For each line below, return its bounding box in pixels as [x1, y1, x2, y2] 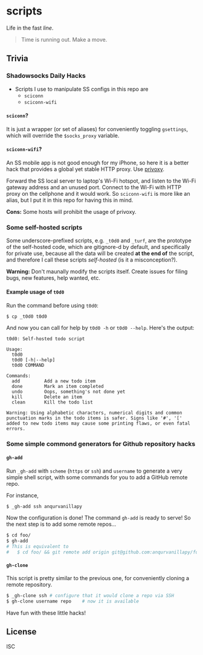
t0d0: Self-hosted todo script [6, 336, 85, 342]
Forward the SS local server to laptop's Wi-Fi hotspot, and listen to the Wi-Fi [6, 177, 196, 185]
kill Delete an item [11, 394, 83, 400]
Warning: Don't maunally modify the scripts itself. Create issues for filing [6, 268, 188, 276]
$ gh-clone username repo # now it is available [6, 598, 139, 604]
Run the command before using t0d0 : [6, 302, 98, 309]
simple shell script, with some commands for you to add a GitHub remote [6, 473, 188, 481]
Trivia [6, 53, 28, 64]
